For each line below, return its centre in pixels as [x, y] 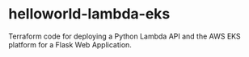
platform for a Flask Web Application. [70, 44]
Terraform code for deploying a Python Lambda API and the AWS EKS [124, 36]
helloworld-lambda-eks [89, 14]
